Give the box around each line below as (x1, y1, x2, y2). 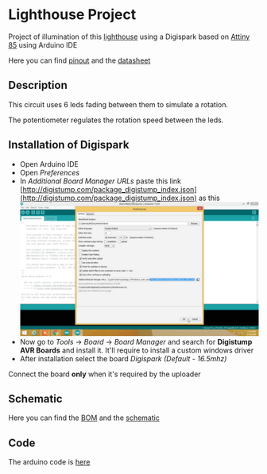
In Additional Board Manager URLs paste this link (19, 176, 181, 186)
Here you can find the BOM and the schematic (8, 413, 161, 422)
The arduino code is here (8, 457, 91, 467)
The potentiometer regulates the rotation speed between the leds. (8, 115, 224, 125)
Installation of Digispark (8, 138, 130, 152)
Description (8, 79, 68, 92)
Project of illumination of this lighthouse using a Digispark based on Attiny (8, 32, 250, 41)
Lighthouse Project (8, 6, 137, 24)
